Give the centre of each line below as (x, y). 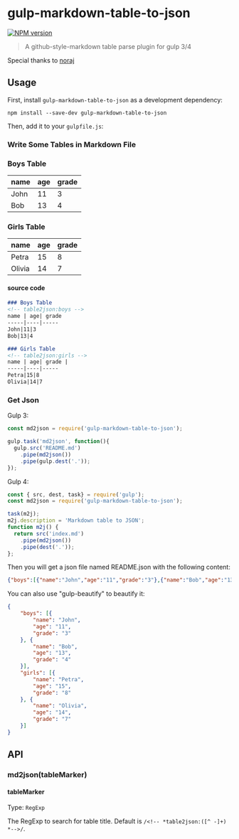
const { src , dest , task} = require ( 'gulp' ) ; (76, 495)
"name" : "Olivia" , (60, 706)
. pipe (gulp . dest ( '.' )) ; (55, 461)
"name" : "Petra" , (58, 679)
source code (26, 288)
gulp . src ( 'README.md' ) (47, 448)
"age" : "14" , (52, 712)
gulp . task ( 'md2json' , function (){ (59, 442)
